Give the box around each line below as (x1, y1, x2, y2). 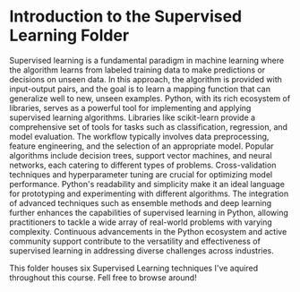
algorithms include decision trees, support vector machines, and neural (9, 150, 272, 160)
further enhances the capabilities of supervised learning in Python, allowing (9, 207, 289, 218)
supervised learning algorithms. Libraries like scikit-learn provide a (9, 112, 256, 123)
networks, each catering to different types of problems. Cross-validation (9, 159, 277, 170)
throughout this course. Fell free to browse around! (9, 271, 197, 283)
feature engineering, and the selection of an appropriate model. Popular (9, 141, 275, 151)
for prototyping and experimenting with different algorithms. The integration (9, 188, 289, 199)
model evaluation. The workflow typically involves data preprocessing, (9, 131, 270, 142)
